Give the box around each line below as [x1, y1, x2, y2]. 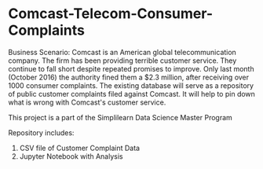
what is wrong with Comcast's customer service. [8, 97, 166, 107]
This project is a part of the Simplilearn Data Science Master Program [8, 112, 233, 122]
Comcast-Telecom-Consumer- [8, 5, 214, 23]
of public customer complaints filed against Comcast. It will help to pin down [8, 89, 255, 98]
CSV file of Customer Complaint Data [19, 143, 140, 152]
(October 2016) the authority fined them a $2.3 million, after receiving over [8, 72, 250, 82]
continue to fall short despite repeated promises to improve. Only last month [8, 64, 254, 73]
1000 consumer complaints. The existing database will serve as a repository [8, 80, 254, 90]
